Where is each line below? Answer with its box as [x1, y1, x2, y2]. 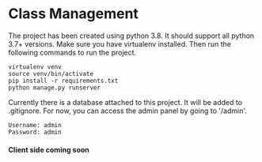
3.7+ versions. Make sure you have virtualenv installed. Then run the [8, 39, 232, 48]
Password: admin [8, 128, 62, 136]
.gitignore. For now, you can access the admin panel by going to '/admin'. [8, 106, 247, 115]
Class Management [8, 5, 139, 23]
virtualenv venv [8, 62, 62, 71]
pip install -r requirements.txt [8, 77, 119, 85]
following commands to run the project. [8, 47, 137, 57]
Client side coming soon [8, 145, 89, 154]
